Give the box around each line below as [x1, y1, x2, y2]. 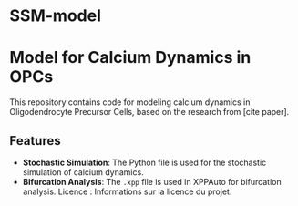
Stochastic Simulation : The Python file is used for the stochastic [22, 157, 267, 168]
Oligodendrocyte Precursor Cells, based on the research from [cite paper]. [9, 107, 290, 118]
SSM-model [9, 5, 102, 26]
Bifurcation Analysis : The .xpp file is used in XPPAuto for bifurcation [22, 176, 282, 187]
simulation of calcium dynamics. [22, 166, 144, 178]
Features [9, 133, 61, 149]
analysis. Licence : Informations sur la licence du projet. [22, 186, 232, 197]
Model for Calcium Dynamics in [9, 47, 252, 68]
